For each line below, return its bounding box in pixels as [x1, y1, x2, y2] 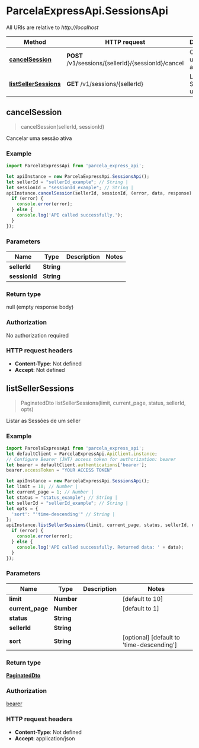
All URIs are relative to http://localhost [6, 24, 99, 31]
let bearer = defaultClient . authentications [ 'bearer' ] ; [6, 461, 147, 468]
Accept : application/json [14, 734, 75, 742]
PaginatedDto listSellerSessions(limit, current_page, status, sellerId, [20, 399, 186, 406]
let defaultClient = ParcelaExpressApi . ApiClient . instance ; [6, 451, 158, 457]
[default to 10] [122, 594, 163, 603]
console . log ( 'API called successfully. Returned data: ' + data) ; [17, 544, 184, 550]
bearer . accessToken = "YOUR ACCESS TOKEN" [6, 467, 113, 473]
